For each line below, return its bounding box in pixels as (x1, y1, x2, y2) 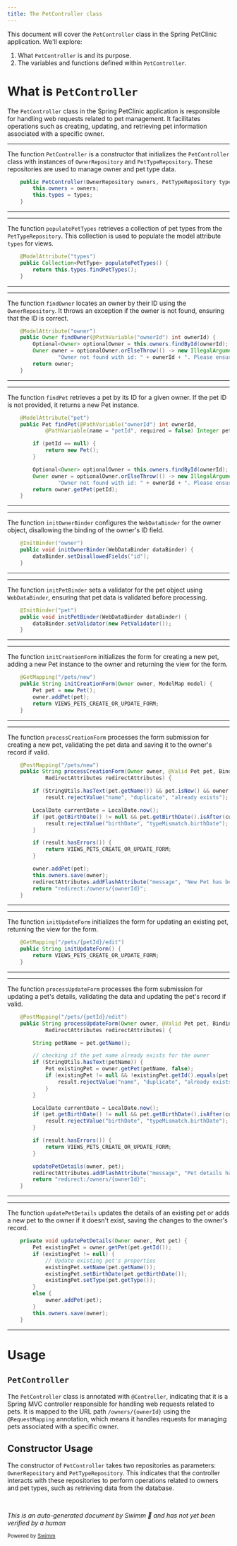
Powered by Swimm (7, 1533, 56, 1540)
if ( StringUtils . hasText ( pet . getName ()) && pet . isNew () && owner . (32, 787, 232, 795)
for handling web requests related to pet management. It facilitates (7, 114, 201, 122)
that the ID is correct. (7, 314, 69, 322)
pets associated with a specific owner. (7, 1422, 119, 1431)
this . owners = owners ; (32, 185, 99, 192)
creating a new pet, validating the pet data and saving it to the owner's (7, 740, 212, 749)
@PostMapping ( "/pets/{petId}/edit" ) (20, 1013, 128, 1020)
